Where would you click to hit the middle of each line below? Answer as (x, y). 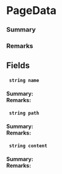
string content (28, 146)
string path (24, 113)
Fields (18, 65)
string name (24, 81)
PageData (31, 11)
